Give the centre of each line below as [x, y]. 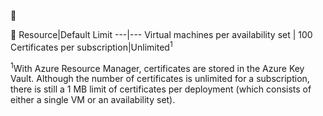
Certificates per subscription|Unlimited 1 [91, 46]
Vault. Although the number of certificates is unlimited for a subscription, [160, 79]
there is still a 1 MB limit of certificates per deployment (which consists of [161, 89]
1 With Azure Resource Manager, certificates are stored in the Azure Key [157, 67]
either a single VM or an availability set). [93, 100]
